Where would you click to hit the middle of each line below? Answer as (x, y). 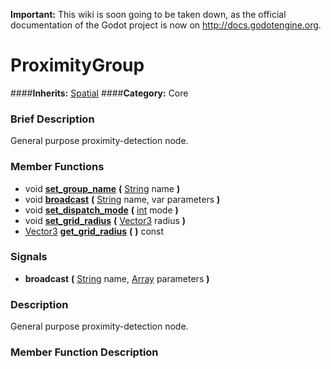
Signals (29, 257)
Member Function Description (84, 352)
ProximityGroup (77, 65)
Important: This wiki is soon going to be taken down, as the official (148, 14)
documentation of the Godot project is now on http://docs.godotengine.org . (166, 25)
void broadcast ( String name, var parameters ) (122, 199)
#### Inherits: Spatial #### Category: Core (99, 93)
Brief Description (52, 119)
